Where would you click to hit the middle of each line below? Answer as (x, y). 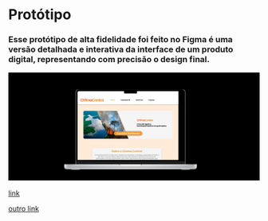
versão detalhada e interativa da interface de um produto (121, 49)
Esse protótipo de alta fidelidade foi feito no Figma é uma (120, 40)
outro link (24, 208)
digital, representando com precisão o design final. (109, 60)
